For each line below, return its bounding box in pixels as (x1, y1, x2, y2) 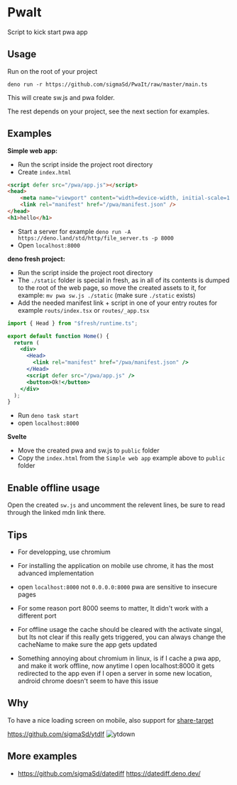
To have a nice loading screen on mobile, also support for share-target (7, 716, 214, 724)
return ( (13, 339, 40, 346)
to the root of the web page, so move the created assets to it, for (17, 283, 207, 291)
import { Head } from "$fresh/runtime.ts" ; (7, 320, 138, 327)
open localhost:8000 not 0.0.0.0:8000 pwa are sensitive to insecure (17, 582, 218, 591)
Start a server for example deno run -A (17, 227, 131, 235)
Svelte (7, 433, 27, 441)
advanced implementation (17, 569, 94, 577)
